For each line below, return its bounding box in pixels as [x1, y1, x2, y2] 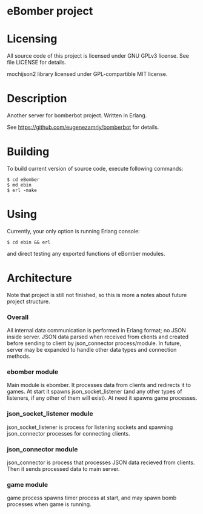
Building [7, 145, 50, 159]
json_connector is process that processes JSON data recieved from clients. [7, 459, 195, 466]
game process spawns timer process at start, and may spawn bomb [7, 494, 177, 502]
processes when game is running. [7, 501, 92, 508]
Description [7, 92, 67, 106]
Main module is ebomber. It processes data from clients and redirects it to [7, 382, 191, 389]
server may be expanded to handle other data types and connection [7, 346, 177, 354]
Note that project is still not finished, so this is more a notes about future [7, 291, 187, 298]
